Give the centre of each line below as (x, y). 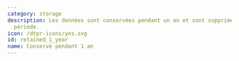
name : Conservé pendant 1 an (51, 46)
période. (27, 27)
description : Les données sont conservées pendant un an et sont (106, 20)
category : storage (34, 14)
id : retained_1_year (38, 40)
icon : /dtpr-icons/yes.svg (47, 33)
